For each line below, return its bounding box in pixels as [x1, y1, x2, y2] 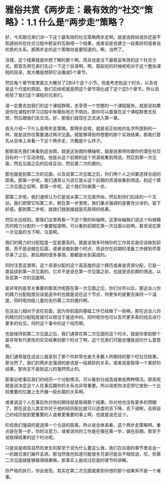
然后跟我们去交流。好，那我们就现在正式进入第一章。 [13, 114, 122, 121]
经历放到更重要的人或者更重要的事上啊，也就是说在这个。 [13, 411, 131, 417]
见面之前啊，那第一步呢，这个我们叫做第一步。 [13, 183, 109, 189]
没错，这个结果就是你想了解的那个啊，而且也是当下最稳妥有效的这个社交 [5, 57, 152, 63]
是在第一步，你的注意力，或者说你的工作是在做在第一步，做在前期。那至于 [9, 428, 161, 434]
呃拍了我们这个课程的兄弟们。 [5, 92, 66, 98]
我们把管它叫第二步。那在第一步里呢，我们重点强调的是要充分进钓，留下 [13, 200, 161, 206]
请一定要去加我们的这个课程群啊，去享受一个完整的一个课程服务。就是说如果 [5, 102, 161, 109]
